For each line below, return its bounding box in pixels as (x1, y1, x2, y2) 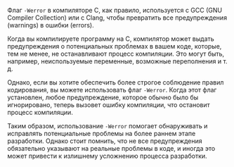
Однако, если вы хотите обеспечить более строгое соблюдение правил (7, 78, 224, 87)
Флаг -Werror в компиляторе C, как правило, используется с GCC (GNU (7, 6, 223, 14)
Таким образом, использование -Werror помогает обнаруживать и (7, 122, 208, 130)
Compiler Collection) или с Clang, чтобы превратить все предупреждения (7, 13, 227, 22)
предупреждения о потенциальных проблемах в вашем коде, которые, (7, 42, 222, 50)
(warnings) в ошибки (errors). (7, 21, 95, 29)
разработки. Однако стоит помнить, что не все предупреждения (7, 137, 202, 145)
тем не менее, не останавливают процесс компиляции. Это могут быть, (7, 49, 225, 58)
